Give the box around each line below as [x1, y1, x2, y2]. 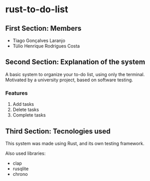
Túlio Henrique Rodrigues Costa [12, 43, 80, 49]
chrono [12, 171, 28, 177]
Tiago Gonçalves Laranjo [12, 37, 65, 43]
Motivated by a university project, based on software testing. [5, 77, 134, 83]
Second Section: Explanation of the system [5, 58, 145, 66]
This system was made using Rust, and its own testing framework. [5, 140, 144, 146]
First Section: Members [5, 24, 82, 33]
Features [5, 89, 28, 97]
